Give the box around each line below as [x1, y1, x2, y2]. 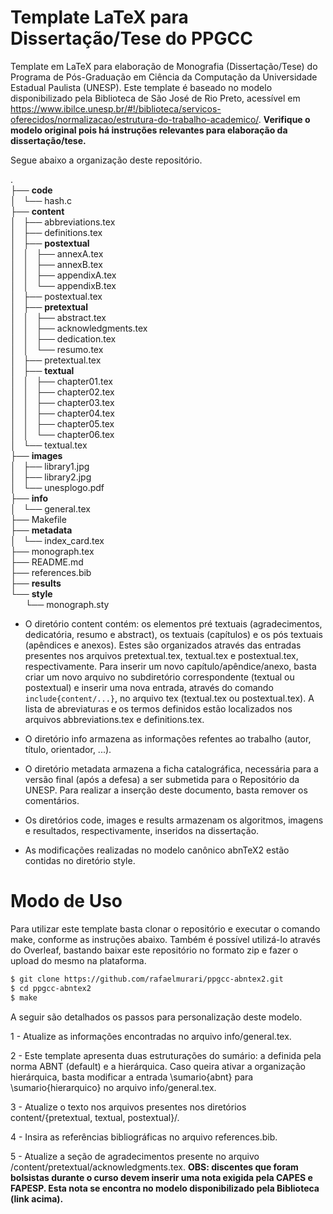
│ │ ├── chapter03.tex [10, 396, 115, 408]
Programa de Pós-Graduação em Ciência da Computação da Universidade [10, 71, 318, 83]
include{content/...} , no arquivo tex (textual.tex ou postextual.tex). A [24, 692, 315, 704]
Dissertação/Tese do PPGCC [10, 27, 253, 50]
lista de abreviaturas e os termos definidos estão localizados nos [24, 702, 293, 715]
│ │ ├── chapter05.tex [10, 417, 115, 430]
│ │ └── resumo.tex [10, 343, 104, 355]
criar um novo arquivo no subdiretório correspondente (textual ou [24, 671, 295, 683]
